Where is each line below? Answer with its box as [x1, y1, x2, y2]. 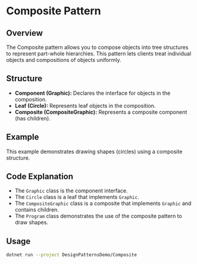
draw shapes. [14, 219, 49, 226]
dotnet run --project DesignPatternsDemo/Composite [6, 252, 137, 258]
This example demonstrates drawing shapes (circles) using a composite [6, 148, 183, 155]
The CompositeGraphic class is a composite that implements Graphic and [14, 200, 192, 207]
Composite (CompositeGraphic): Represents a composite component [14, 108, 187, 116]
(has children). [14, 114, 51, 122]
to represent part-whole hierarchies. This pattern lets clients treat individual [6, 50, 192, 57]
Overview [6, 28, 43, 38]
